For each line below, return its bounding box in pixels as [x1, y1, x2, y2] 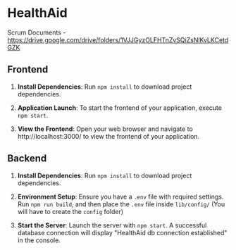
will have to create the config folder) [17, 207, 124, 215]
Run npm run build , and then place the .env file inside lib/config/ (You [17, 199, 225, 208]
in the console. [17, 236, 61, 244]
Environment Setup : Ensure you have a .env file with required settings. [17, 192, 224, 201]
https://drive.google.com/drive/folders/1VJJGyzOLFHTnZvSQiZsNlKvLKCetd [7, 35, 229, 44]
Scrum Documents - [7, 28, 66, 37]
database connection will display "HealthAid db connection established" [17, 228, 228, 237]
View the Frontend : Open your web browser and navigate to [17, 125, 194, 133]
